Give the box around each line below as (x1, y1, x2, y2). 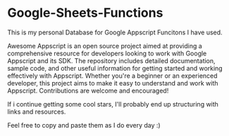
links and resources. (7, 107, 66, 116)
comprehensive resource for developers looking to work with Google (7, 49, 207, 57)
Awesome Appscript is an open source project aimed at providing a (7, 41, 202, 50)
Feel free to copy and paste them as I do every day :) (7, 121, 161, 129)
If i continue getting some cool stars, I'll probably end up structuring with (7, 100, 218, 108)
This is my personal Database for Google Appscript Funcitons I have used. (7, 28, 223, 36)
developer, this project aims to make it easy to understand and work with (7, 79, 218, 87)
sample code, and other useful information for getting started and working (7, 64, 223, 72)
